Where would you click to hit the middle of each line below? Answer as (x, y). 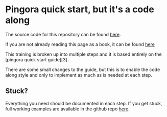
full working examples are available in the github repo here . (68, 109)
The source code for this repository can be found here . (63, 34)
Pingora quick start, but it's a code (80, 9)
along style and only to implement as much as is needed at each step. (79, 75)
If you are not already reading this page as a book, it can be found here (80, 44)
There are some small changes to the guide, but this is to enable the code (83, 69)
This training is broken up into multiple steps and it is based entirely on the (83, 54)
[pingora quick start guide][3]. (37, 59)
